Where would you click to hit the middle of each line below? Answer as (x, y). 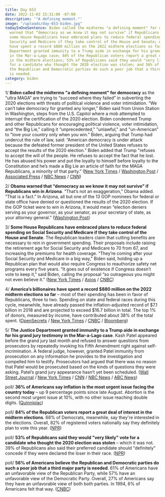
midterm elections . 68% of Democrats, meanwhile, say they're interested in (82, 417)
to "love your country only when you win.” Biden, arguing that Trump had (79, 134)
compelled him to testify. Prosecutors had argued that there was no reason (81, 361)
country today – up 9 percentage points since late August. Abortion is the (80, 392)
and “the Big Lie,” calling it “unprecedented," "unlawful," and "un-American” (82, 129)
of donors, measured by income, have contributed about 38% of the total (79, 315)
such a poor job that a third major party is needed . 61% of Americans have (82, 468)
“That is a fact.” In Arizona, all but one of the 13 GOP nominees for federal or (82, 196)
